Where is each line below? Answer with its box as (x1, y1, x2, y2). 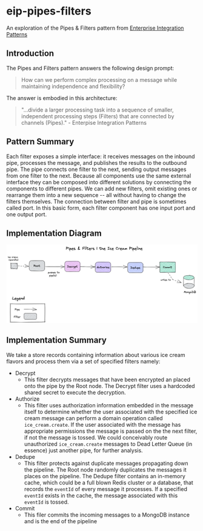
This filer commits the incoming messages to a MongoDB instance (24, 511, 190, 518)
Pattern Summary (6, 136, 75, 147)
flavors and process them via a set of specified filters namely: (6, 358, 161, 365)
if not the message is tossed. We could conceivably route (24, 433, 168, 441)
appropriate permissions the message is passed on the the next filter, (24, 427, 198, 435)
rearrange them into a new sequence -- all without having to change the (6, 191, 186, 198)
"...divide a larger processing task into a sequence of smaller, (21, 106, 174, 113)
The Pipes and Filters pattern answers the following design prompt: (6, 64, 175, 72)
